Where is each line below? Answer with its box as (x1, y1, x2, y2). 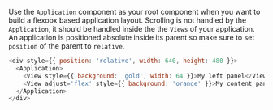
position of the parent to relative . (8, 41, 125, 51)
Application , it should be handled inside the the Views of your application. (8, 24, 255, 33)
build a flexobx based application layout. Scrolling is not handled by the (8, 15, 247, 25)
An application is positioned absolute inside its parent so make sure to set (8, 32, 255, 42)
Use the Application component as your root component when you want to (8, 7, 261, 16)
